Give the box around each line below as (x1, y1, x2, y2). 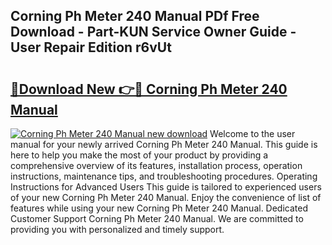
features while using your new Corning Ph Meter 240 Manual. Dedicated (10, 202, 308, 214)
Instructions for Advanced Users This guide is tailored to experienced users (10, 181, 322, 193)
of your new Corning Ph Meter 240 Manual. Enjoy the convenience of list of (10, 192, 322, 203)
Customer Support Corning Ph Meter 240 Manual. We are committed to (10, 213, 304, 224)
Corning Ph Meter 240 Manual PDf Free (10, 8, 260, 25)
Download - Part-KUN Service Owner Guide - (10, 24, 297, 41)
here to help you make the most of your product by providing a (10, 149, 269, 161)
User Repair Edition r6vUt (10, 39, 172, 56)
